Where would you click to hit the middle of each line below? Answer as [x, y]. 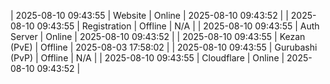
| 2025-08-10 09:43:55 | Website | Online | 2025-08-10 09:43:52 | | [149, 15]
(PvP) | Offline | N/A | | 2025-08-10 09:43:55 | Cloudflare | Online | [147, 58]
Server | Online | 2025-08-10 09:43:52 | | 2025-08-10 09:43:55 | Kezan [158, 36]
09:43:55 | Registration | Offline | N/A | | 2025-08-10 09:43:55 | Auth [178, 26]
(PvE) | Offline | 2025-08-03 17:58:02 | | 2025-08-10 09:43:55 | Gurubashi [164, 47]
